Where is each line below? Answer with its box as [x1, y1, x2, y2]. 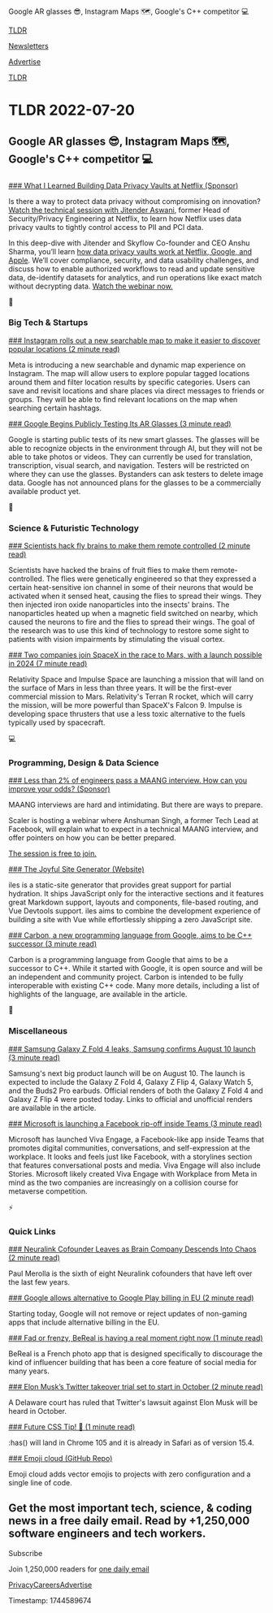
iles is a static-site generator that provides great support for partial [8, 880, 232, 890]
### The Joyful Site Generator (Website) [8, 865, 145, 874]
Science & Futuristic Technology [8, 522, 140, 534]
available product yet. [8, 486, 81, 496]
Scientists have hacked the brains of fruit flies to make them [8, 566, 210, 575]
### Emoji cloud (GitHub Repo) [8, 1453, 113, 1463]
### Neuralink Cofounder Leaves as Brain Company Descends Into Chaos [8, 1244, 257, 1254]
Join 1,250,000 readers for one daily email [8, 1563, 149, 1574]
